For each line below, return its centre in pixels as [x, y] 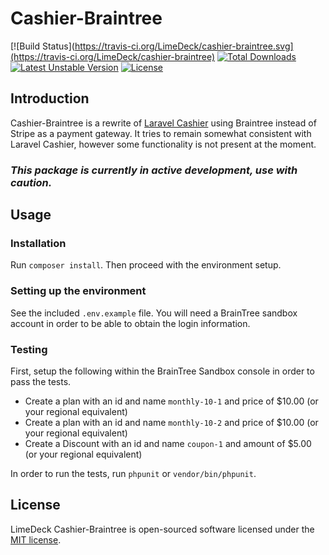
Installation [38, 243]
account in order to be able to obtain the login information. [130, 323]
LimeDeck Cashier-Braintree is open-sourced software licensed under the [162, 529]
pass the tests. [41, 381]
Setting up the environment [78, 291]
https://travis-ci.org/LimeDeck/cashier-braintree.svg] [184, 46]
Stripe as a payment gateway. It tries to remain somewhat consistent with [161, 133]
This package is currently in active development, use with [154, 170]
